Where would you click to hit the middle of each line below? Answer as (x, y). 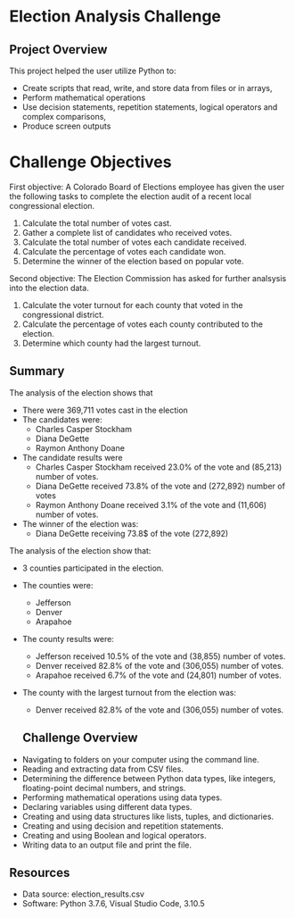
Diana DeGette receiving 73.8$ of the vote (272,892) (132, 533)
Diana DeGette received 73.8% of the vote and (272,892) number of (160, 486)
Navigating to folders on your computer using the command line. (141, 759)
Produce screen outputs (66, 126)
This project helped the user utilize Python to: (93, 71)
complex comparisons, (64, 117)
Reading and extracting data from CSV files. (103, 769)
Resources (40, 872)
